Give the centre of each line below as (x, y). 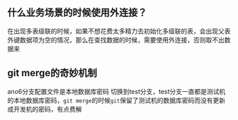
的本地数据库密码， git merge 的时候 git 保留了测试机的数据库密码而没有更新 (116, 100)
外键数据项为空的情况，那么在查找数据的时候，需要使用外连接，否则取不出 (116, 40)
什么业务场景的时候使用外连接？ (77, 13)
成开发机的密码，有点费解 (45, 109)
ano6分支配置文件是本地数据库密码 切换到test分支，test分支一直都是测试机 (117, 91)
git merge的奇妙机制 (52, 73)
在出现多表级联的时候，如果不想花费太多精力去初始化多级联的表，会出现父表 (119, 31)
